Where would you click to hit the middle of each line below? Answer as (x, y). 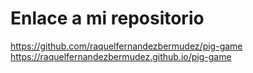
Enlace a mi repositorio (107, 18)
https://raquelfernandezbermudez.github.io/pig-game (121, 56)
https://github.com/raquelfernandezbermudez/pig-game (126, 46)
